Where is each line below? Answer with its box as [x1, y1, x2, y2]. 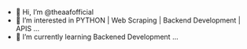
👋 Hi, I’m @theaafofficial [15, 8, 94, 16]
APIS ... [15, 24, 40, 33]
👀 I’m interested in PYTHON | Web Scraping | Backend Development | [15, 16, 241, 25]
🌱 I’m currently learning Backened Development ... [15, 32, 179, 41]
